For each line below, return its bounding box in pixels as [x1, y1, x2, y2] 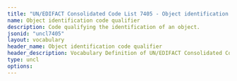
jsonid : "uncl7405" [7, 30, 65, 37]
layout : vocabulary [7, 37, 65, 44]
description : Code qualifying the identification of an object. [7, 23, 200, 30]
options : [7, 63, 33, 70]
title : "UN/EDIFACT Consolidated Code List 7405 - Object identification [7, 10, 229, 18]
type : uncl [7, 56, 39, 63]
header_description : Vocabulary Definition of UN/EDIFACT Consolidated [7, 50, 222, 57]
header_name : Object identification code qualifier [7, 43, 162, 50]
